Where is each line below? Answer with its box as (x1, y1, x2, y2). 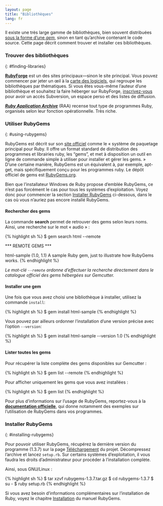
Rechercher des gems (5, 208, 51, 214)
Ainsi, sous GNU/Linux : (5, 466, 53, 472)
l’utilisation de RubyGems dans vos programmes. (5, 408, 103, 414)
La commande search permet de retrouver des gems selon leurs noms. (5, 219, 148, 225)
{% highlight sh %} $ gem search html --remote (5, 234, 101, 240)
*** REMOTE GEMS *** (5, 243, 52, 249)
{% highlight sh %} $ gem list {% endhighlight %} (5, 388, 105, 394)
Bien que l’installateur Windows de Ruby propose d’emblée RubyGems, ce (5, 181, 153, 187)
